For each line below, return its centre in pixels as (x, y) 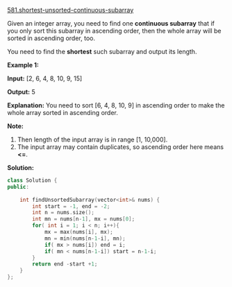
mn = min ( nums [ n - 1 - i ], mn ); (85, 238)
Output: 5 (22, 92)
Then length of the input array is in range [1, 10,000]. (92, 139)
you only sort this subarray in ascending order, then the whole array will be (114, 31)
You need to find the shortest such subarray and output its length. (102, 52)
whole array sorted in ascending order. (63, 113)
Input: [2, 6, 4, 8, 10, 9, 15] (45, 78)
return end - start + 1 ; (65, 264)
